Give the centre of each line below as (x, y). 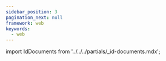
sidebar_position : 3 (32, 12)
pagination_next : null (34, 18)
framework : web (25, 23)
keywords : (18, 29)
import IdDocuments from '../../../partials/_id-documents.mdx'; (83, 51)
